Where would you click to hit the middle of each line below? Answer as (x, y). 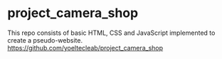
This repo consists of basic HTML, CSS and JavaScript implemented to (111, 33)
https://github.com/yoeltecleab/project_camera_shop (85, 48)
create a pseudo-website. (45, 40)
